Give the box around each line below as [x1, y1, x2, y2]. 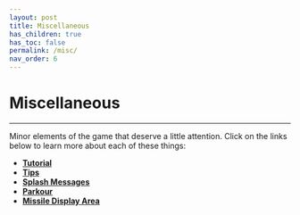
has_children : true [9, 29, 82, 38]
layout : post [9, 12, 58, 22]
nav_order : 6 [9, 54, 58, 63]
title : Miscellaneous [9, 21, 90, 30]
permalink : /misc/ [9, 46, 78, 55]
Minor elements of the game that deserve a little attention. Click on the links [9, 130, 287, 141]
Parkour [21, 186, 54, 196]
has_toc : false [9, 37, 66, 47]
